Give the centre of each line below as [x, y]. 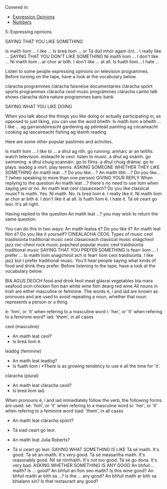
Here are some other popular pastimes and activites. [59, 142]
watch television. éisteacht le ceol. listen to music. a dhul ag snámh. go [78, 157]
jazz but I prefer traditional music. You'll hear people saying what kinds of [81, 260]
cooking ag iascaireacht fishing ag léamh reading [56, 132]
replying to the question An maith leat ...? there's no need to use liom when [82, 183]
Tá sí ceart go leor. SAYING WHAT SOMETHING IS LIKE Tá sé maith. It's [86, 449]
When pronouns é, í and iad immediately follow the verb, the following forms [83, 400]
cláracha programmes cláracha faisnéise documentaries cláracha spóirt [79, 86]
